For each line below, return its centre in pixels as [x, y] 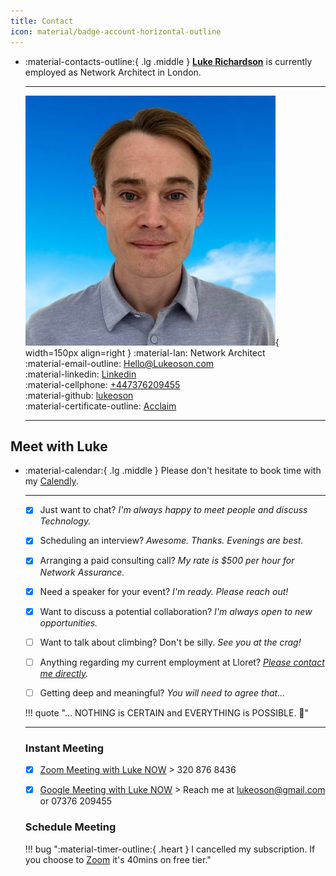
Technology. [65, 521]
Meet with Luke [59, 446]
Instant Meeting [64, 748]
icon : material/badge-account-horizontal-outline [116, 31]
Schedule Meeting [70, 827]
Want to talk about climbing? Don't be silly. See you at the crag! [170, 642]
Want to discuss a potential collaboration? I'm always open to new [176, 611]
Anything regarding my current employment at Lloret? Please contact [182, 662]
